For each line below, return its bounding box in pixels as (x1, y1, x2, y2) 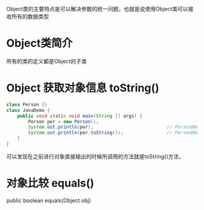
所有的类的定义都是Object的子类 (6, 57, 87, 65)
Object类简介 (6, 36, 73, 50)
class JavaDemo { (6, 107, 50, 113)
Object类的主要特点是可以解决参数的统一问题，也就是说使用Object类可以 (6, 5, 188, 12)
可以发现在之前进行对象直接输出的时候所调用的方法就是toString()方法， (6, 152, 185, 160)
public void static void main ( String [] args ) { (17, 113, 143, 119)
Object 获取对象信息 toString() (6, 81, 160, 95)
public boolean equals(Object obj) (6, 197, 91, 204)
